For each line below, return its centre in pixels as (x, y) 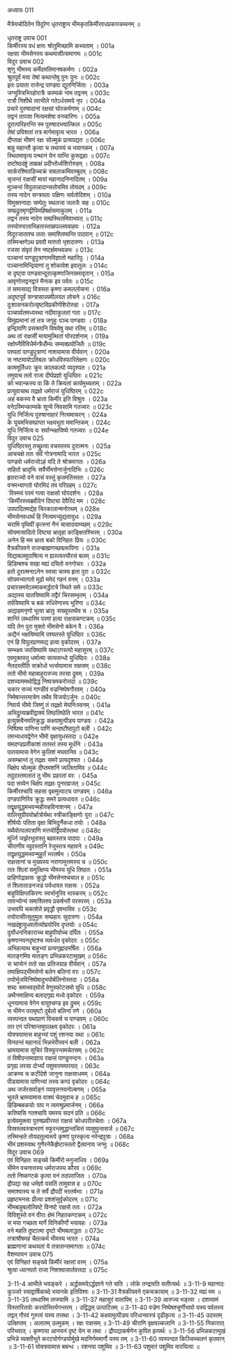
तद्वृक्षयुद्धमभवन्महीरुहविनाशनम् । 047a (50, 807)
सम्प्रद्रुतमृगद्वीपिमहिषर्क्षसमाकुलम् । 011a (50, 211)
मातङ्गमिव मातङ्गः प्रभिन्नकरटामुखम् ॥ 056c (57, 956)
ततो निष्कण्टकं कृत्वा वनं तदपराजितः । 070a (57, 1176)
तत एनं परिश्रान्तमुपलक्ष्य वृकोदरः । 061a (52, 1027)
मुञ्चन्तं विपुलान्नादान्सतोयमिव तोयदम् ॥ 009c (57, 187)
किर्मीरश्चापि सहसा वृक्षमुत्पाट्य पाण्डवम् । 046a (60, 791)
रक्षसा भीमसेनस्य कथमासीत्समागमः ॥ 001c (55, 54)
